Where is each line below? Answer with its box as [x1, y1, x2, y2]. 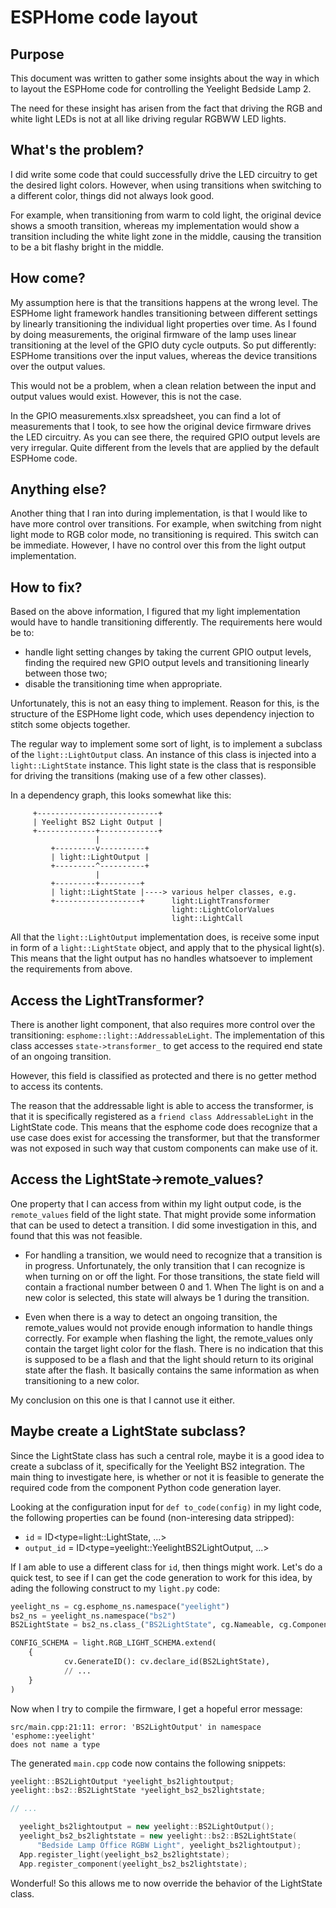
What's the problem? [10, 142, 145, 159]
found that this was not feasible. [10, 1229, 143, 1241]
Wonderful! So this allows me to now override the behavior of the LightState [10, 1877, 323, 1889]
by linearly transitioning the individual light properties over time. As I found [10, 317, 317, 330]
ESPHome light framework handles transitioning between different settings [10, 307, 318, 319]
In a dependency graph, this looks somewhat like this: [10, 789, 232, 801]
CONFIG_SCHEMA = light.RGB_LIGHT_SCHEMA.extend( [10, 1638, 217, 1648]
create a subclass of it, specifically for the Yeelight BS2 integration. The [10, 1460, 305, 1472]
